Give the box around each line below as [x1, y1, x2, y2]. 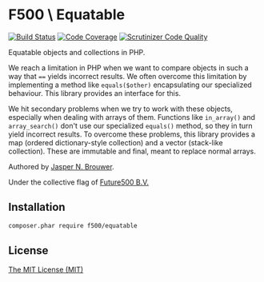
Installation [8, 201, 66, 214]
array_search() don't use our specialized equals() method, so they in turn [8, 121, 254, 130]
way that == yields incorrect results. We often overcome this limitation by [8, 71, 247, 81]
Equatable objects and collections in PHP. [8, 47, 146, 57]
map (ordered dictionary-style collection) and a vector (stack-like [8, 137, 223, 147]
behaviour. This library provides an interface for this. [8, 88, 182, 97]
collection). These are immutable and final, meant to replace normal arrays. [8, 146, 256, 156]
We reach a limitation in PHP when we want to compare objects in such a [8, 62, 250, 73]
